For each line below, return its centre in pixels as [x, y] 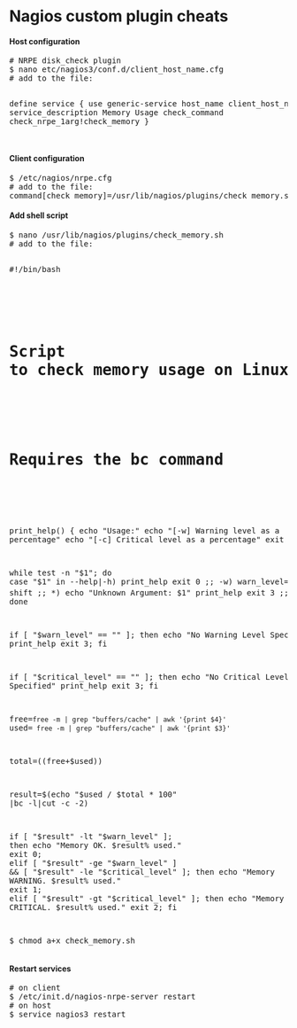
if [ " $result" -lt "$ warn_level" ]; [91, 837]
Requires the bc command [116, 460]
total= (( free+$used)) [56, 761]
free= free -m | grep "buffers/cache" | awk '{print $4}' [118, 719]
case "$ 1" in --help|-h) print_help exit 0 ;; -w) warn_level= [149, 582]
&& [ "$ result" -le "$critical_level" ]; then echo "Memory [142, 872]
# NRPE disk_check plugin [65, 61]
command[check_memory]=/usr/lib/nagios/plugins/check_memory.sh [152, 195]
